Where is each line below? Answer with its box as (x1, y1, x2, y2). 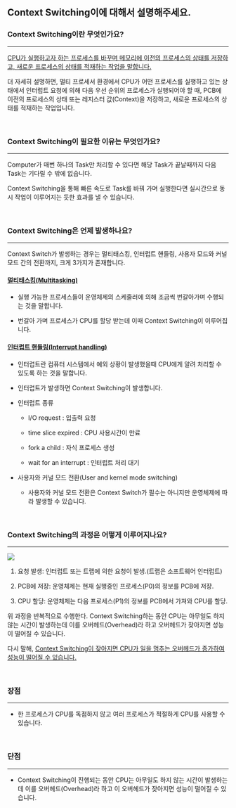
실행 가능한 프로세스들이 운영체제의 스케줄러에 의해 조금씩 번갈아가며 (17, 293, 206, 301)
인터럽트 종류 (17, 398, 54, 406)
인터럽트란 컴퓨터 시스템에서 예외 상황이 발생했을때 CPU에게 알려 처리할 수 (17, 359, 223, 368)
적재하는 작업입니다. (20, 103, 75, 112)
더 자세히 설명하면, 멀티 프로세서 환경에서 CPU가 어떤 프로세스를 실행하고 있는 (7, 77, 221, 86)
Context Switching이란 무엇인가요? (7, 30, 124, 39)
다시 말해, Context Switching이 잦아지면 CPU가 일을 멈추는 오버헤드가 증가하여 (7, 644, 225, 653)
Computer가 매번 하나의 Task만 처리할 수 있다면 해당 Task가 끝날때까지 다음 (7, 160, 216, 169)
